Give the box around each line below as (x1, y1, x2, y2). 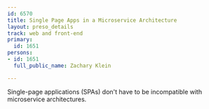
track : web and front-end (7, 29, 83, 37)
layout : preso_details (7, 23, 74, 30)
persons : (7, 50, 33, 57)
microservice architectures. (7, 95, 87, 103)
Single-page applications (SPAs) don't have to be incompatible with (7, 87, 202, 96)
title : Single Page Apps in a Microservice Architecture (7, 17, 177, 24)
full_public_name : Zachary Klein (13, 62, 112, 69)
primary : (7, 36, 33, 43)
